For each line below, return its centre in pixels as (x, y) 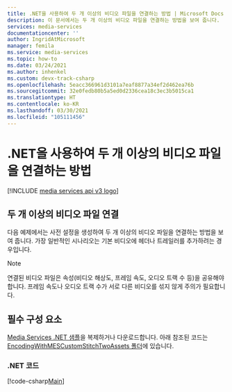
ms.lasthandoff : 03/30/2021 (48, 111)
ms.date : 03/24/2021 (37, 65)
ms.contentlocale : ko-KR (43, 104)
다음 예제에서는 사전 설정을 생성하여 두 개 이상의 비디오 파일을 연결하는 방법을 (112, 232)
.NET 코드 (23, 366)
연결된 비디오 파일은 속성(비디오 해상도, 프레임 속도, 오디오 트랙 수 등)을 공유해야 (116, 278)
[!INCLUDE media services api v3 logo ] (63, 190)
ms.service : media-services (48, 53)
